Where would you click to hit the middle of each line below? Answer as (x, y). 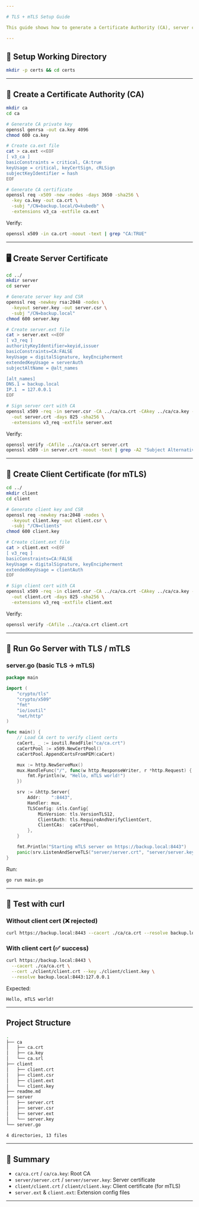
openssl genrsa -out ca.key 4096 (47, 130)
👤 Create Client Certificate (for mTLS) (76, 474)
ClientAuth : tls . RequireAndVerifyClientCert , (95, 820)
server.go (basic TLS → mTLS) (51, 665)
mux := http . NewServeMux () (50, 765)
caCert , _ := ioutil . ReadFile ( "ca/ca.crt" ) (71, 743)
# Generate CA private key (39, 124)
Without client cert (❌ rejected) (52, 920)
